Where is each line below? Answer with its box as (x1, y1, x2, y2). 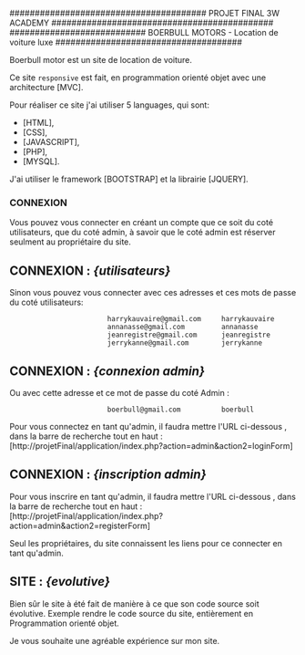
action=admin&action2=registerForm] (9, 520, 151, 531)
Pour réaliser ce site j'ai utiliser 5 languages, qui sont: (9, 99, 209, 110)
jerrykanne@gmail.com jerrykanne (107, 338, 262, 348)
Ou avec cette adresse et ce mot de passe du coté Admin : (9, 387, 229, 398)
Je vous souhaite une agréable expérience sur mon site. (9, 635, 220, 646)
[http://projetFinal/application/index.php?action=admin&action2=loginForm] (9, 440, 293, 451)
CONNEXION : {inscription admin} (9, 467, 207, 483)
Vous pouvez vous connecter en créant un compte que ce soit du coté (9, 217, 274, 228)
